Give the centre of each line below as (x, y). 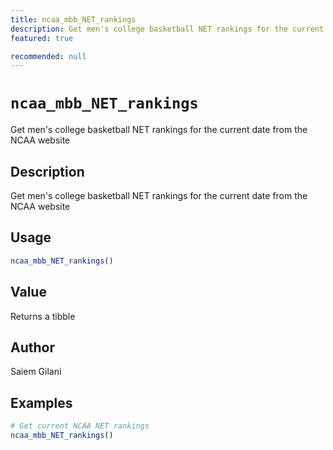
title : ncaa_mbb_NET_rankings (73, 19)
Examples (41, 402)
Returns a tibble (43, 316)
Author (32, 347)
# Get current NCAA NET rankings (80, 426)
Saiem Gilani (36, 372)
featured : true (42, 38)
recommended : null (48, 56)
